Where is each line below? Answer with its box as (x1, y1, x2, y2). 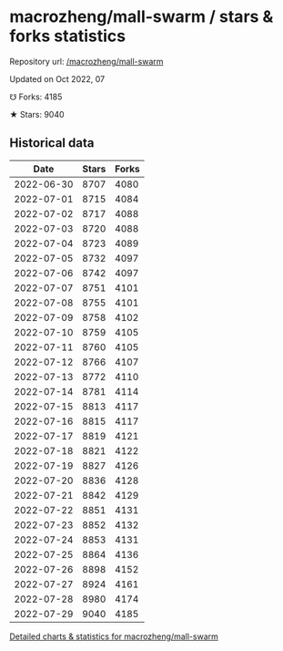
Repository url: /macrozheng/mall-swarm (9, 56, 164, 67)
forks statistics (9, 26, 126, 46)
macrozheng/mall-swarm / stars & (9, 6, 274, 27)
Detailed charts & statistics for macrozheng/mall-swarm (9, 631, 218, 642)
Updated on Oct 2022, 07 (9, 73, 106, 84)
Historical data (9, 135, 95, 151)
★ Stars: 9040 (9, 108, 66, 119)
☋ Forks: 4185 (9, 91, 63, 102)
